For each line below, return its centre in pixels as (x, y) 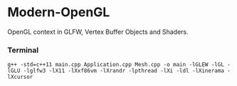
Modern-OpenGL (59, 12)
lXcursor (20, 77)
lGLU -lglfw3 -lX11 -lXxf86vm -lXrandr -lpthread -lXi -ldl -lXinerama (116, 71)
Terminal (23, 50)
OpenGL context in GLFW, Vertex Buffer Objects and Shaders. (98, 32)
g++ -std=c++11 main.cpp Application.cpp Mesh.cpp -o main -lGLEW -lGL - (119, 65)
